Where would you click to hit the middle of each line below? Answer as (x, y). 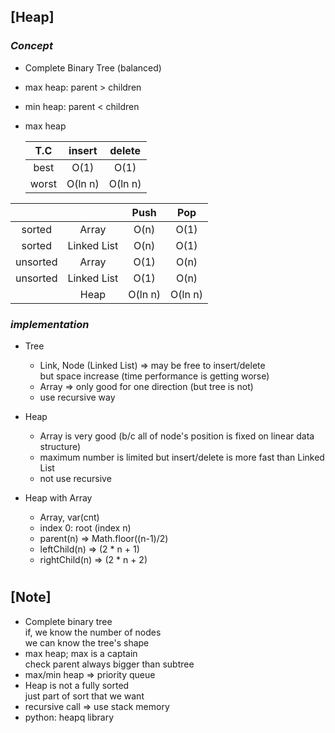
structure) (60, 446)
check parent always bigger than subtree (109, 664)
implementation (50, 324)
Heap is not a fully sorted (77, 685)
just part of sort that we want (84, 696)
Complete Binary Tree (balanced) (93, 67)
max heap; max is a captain (81, 653)
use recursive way (77, 397)
